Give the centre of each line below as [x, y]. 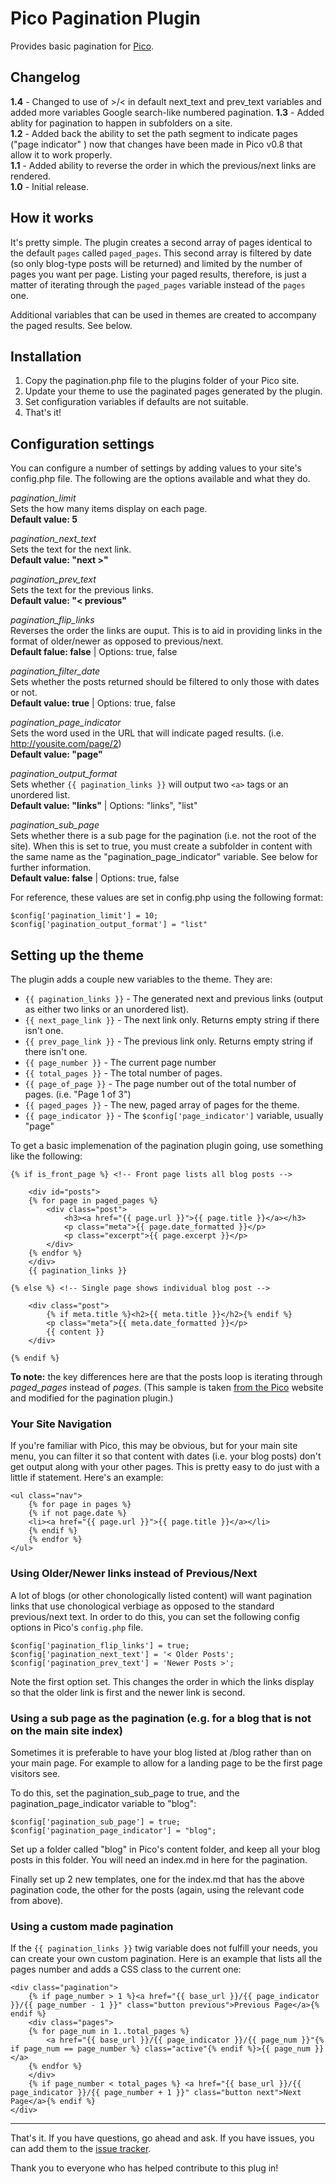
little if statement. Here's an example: [87, 1478]
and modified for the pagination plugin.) [92, 1398]
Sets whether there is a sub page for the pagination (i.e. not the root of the [163, 836]
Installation [46, 356]
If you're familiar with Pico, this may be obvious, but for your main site [154, 1446]
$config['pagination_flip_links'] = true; [100, 1645]
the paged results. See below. [71, 325]
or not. [24, 693]
